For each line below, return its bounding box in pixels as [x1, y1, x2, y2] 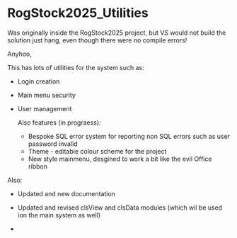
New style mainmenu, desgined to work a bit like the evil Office [28, 154, 212, 163]
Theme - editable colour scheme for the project [28, 147, 167, 155]
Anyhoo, [7, 50, 32, 58]
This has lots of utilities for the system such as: [7, 63, 145, 72]
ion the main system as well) [17, 210, 101, 219]
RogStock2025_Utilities [7, 5, 149, 21]
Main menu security [17, 91, 76, 99]
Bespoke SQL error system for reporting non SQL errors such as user [28, 132, 231, 140]
